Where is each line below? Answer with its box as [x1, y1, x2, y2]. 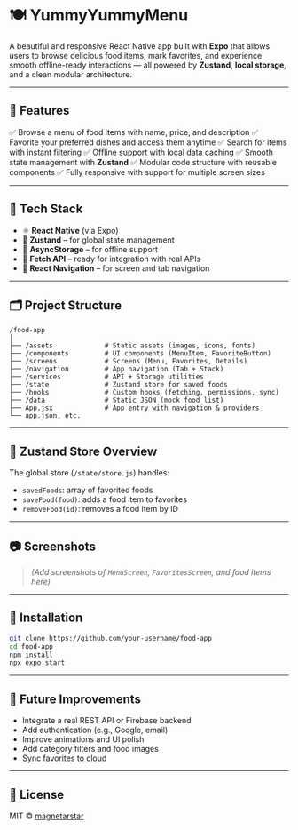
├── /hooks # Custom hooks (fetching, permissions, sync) [9, 388, 279, 397]
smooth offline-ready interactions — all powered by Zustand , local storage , [9, 60, 286, 70]
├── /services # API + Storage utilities [9, 372, 204, 381]
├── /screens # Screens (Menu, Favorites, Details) [9, 357, 248, 366]
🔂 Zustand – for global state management [21, 235, 175, 245]
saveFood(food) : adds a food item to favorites [21, 494, 188, 505]
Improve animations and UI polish [21, 734, 145, 745]
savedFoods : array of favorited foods [21, 484, 153, 496]
